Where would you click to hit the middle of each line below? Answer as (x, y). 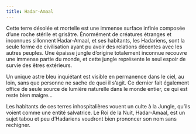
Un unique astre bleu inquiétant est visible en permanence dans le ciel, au (95, 76)
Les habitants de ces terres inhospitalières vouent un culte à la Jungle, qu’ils (98, 106)
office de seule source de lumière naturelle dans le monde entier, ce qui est (97, 89)
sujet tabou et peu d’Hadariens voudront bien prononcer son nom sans (92, 119)
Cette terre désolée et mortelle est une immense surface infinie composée (96, 28)
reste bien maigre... (29, 95)
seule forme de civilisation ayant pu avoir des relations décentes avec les (94, 47)
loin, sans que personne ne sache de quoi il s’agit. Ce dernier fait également (98, 83)
